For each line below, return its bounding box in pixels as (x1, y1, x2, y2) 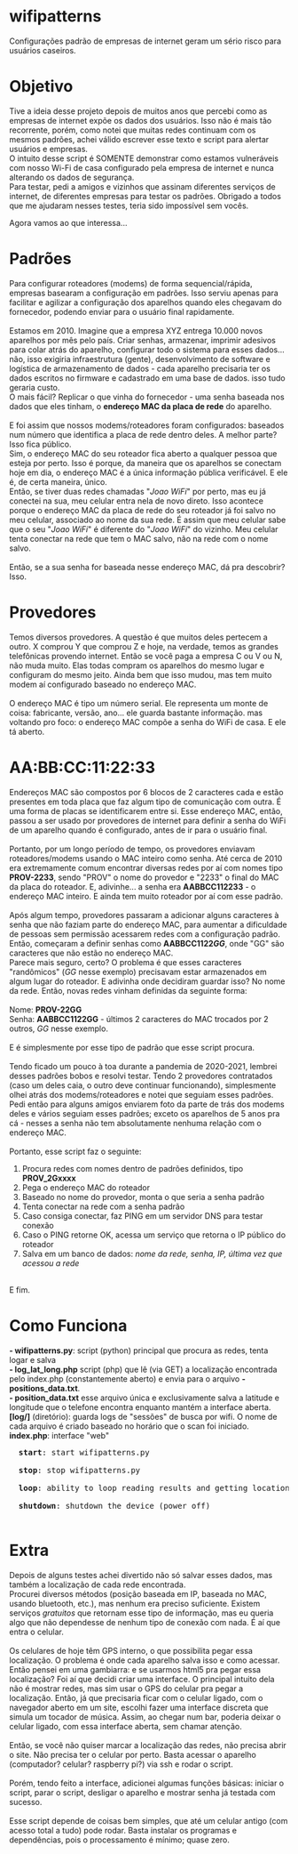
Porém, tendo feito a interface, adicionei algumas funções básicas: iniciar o (9, 1777, 285, 1788)
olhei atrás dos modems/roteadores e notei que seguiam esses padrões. (9, 1089, 274, 1100)
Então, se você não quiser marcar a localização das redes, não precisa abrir (9, 1739, 286, 1750)
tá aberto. (9, 726, 45, 737)
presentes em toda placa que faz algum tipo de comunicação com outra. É (9, 796, 282, 807)
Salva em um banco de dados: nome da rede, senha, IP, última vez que (21, 1248, 283, 1259)
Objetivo (9, 77, 74, 97)
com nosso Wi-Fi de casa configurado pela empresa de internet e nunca (9, 162, 275, 173)
